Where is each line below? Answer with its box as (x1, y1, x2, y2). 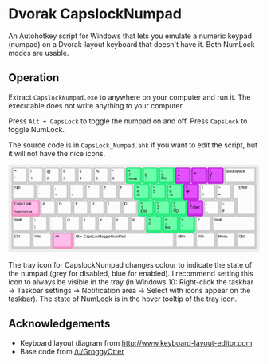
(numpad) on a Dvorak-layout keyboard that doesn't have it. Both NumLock (8, 39, 255, 49)
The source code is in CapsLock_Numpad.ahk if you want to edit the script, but (8, 140, 257, 150)
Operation (8, 71, 60, 84)
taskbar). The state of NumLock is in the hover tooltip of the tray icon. (8, 294, 238, 303)
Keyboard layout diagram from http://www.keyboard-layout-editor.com (19, 338, 253, 347)
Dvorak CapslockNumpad (8, 5, 182, 23)
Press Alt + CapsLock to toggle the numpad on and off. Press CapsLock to (8, 116, 248, 126)
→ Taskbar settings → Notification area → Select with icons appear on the (8, 285, 251, 295)
